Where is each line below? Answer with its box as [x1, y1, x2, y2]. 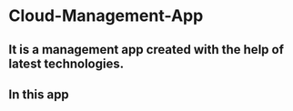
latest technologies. [8, 55, 125, 71]
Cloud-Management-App [8, 5, 204, 26]
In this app [8, 86, 69, 102]
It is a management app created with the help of [8, 42, 284, 57]
